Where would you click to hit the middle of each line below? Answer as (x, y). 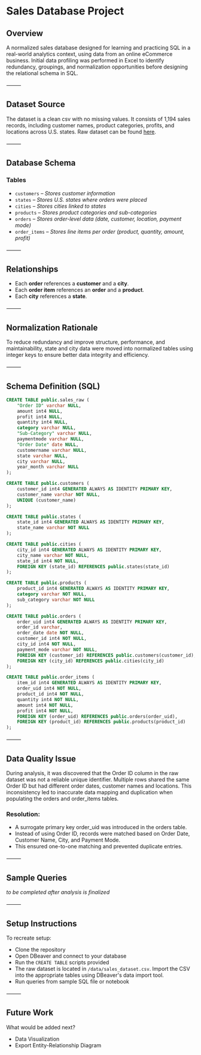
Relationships (32, 269)
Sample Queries (37, 877)
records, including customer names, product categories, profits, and (90, 125)
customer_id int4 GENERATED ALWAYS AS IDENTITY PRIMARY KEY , (95, 489)
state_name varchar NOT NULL (53, 528)
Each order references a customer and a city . (72, 284)
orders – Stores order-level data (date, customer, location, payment (98, 219)
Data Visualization (37, 1039)
